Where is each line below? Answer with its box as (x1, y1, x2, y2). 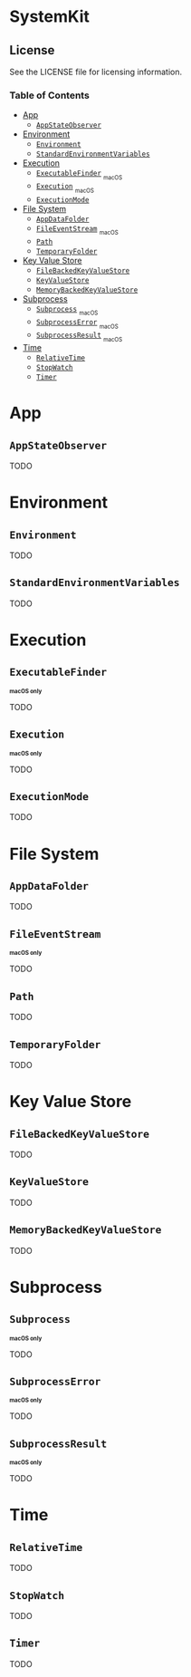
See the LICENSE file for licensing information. (9, 66, 183, 77)
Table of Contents (9, 89, 91, 101)
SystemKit (9, 6, 91, 27)
